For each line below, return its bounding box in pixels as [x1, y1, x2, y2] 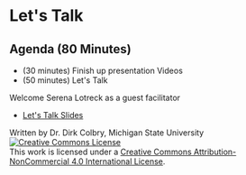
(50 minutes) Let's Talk [22, 75, 108, 86]
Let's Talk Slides [22, 110, 84, 120]
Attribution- [193, 146, 237, 157]
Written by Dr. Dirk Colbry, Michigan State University [9, 127, 205, 138]
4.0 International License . [71, 156, 166, 167]
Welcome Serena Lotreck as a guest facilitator [9, 92, 181, 103]
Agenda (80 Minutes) [9, 41, 132, 57]
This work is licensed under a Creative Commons [9, 146, 192, 157]
